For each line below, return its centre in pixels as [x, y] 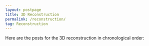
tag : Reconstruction [27, 24]
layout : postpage [23, 10]
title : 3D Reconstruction [32, 14]
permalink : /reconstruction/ [35, 19]
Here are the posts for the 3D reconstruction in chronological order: [75, 38]
